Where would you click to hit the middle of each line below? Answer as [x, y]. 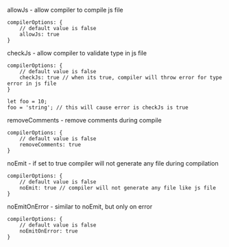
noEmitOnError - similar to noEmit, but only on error [80, 207]
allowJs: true [39, 34]
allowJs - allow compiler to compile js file [65, 10]
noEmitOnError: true [49, 231]
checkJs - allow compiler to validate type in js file [77, 53]
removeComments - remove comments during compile [85, 120]
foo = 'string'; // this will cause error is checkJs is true [98, 107]
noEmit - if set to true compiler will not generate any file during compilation [113, 163]
